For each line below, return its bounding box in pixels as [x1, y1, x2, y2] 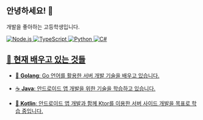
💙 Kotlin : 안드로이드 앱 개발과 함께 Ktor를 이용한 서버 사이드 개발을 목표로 [15, 99, 191, 107]
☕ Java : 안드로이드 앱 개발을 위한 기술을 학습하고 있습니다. [15, 85, 156, 92]
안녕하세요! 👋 [6, 5, 54, 16]
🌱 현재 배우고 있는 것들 [6, 54, 86, 65]
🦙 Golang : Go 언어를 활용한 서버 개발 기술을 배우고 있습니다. [15, 72, 160, 79]
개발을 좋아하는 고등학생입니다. [6, 23, 80, 30]
